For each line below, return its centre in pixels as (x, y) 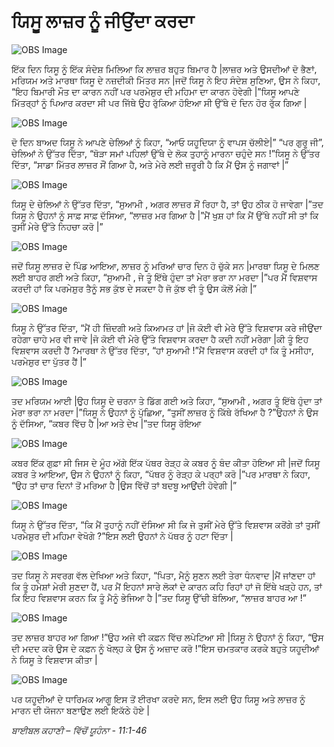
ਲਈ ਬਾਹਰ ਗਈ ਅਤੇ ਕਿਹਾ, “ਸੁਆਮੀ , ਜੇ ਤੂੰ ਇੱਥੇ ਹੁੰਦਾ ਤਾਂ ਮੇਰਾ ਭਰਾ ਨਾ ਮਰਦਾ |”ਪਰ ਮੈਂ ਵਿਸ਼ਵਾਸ (164, 277)
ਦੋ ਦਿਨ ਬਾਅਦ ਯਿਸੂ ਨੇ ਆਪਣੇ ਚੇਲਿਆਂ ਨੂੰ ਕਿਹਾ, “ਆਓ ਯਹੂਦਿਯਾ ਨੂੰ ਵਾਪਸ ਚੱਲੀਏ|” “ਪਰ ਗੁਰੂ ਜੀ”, (167, 142)
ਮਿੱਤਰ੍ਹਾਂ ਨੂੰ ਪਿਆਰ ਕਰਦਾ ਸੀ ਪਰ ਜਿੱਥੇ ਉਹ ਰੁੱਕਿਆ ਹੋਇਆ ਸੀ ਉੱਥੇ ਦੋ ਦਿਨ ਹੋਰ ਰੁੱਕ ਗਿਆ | (159, 102)
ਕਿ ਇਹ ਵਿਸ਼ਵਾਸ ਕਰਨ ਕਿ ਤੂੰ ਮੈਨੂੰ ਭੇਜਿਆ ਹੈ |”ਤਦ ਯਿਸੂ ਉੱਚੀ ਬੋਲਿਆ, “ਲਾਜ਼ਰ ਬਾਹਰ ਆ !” (159, 597)
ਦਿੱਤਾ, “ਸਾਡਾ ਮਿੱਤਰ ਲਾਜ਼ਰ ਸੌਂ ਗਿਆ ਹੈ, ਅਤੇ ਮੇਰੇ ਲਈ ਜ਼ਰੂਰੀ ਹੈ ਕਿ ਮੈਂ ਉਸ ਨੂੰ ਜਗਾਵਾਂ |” (150, 164)
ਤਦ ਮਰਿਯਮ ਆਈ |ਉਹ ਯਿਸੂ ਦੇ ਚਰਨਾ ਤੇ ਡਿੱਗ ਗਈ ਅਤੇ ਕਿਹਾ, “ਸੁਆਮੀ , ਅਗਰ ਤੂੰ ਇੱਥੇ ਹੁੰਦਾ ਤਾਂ (167, 401)
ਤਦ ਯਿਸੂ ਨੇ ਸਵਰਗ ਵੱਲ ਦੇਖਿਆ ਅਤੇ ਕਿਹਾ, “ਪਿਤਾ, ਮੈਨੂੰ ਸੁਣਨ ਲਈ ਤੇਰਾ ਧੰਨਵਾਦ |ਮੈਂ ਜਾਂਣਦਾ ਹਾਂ (163, 575)
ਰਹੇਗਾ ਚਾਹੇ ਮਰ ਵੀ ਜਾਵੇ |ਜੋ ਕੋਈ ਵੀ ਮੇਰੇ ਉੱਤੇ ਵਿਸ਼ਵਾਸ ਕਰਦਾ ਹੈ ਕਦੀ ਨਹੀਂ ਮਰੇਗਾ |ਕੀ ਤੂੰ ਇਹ (160, 339)
